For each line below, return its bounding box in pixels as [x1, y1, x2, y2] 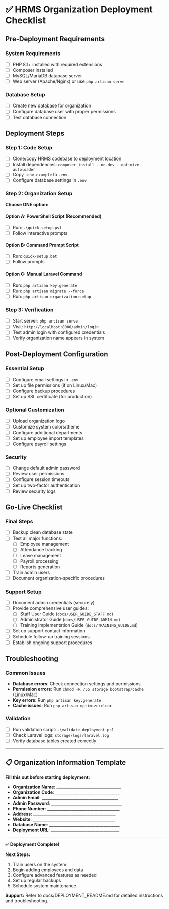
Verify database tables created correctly [12, 738, 97, 744]
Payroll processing [20, 558, 59, 564]
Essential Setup [5, 365, 44, 372]
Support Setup [5, 588, 42, 595]
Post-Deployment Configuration [5, 350, 108, 358]
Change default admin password [12, 465, 80, 471]
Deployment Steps [5, 129, 64, 137]
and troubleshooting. [5, 897, 49, 904]
